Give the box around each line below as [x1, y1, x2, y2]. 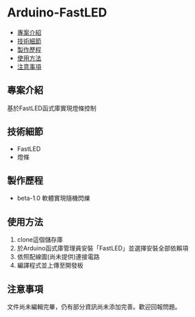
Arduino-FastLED [7, 5, 107, 21]
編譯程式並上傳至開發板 [16, 262, 83, 270]
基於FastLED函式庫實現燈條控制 [7, 104, 97, 112]
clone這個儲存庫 [16, 236, 64, 244]
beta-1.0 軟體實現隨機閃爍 [16, 194, 90, 203]
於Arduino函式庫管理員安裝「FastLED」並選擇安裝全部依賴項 [16, 244, 189, 253]
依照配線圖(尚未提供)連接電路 [16, 253, 101, 261]
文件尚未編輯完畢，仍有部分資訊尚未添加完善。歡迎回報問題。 [7, 303, 181, 311]
